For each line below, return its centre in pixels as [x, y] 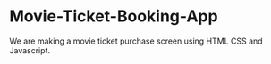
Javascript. [30, 50]
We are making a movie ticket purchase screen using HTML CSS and [136, 41]
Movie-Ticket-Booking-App [114, 16]
